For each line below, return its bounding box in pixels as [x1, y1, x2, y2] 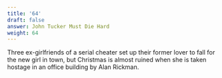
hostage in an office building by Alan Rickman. [7, 63, 140, 71]
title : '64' [7, 10, 41, 17]
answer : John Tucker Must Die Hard [7, 23, 110, 30]
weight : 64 [7, 29, 39, 37]
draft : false [7, 17, 45, 23]
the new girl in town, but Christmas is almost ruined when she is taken [7, 56, 207, 64]
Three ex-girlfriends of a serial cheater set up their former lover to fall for [7, 48, 216, 57]
